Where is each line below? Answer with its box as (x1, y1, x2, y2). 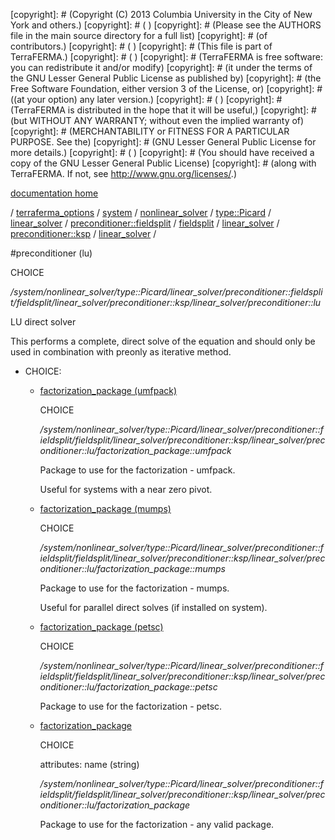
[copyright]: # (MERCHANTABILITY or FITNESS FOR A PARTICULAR (10, 125, 290, 137)
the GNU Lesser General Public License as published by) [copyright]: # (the (10, 72, 322, 84)
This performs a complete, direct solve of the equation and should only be (10, 335, 316, 347)
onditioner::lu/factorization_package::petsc (39, 681, 218, 693)
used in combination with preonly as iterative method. (10, 346, 232, 358)
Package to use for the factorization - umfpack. (39, 464, 236, 476)
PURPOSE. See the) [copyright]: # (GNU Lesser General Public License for (10, 136, 317, 148)
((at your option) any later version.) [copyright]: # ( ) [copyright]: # (10, 94, 283, 105)
